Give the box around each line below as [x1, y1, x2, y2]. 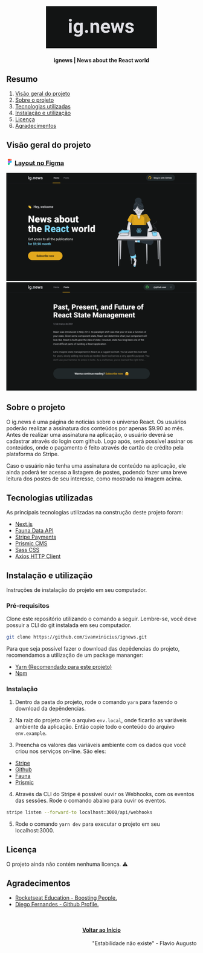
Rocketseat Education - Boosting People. [14, 894, 117, 902]
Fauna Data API [14, 527, 54, 534]
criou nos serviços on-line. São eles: [14, 748, 106, 755]
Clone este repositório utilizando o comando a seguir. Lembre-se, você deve [6, 615, 197, 623]
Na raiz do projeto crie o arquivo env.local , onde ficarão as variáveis [14, 717, 187, 724]
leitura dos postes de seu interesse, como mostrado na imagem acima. [6, 475, 182, 482]
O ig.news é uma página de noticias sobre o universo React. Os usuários [6, 418, 187, 426]
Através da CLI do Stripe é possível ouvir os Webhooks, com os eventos [14, 791, 195, 798]
